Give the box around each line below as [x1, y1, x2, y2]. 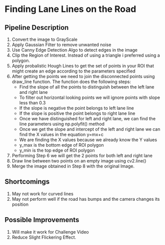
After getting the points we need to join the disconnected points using [11, 74, 155, 79]
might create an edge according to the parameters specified [11, 68, 135, 74]
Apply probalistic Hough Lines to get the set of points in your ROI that [11, 63, 155, 69]
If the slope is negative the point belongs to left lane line [19, 105, 134, 111]
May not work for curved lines [11, 190, 74, 197]
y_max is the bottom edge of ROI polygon [19, 142, 104, 148]
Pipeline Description [4, 23, 69, 32]
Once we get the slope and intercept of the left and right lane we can [19, 126, 161, 132]
